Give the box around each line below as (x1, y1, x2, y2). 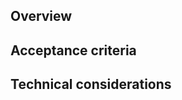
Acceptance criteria (10, 42, 137, 59)
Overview (10, 8, 73, 25)
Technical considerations (10, 76, 172, 93)
